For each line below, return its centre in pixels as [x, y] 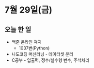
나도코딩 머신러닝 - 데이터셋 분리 [42, 54]
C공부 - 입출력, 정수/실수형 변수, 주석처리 [50, 60]
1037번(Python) [34, 48]
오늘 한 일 [18, 29]
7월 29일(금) [29, 10]
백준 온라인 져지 [26, 42]
